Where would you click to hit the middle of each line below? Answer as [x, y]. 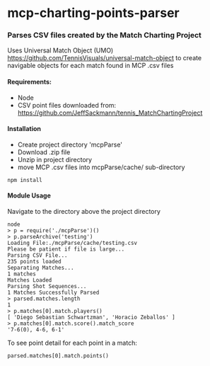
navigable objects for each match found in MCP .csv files [91, 66]
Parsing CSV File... [38, 256]
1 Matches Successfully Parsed [53, 293]
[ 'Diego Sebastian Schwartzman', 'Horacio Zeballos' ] [91, 318]
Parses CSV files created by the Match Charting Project [104, 35]
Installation [24, 129]
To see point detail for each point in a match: [72, 343]
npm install [25, 180]
